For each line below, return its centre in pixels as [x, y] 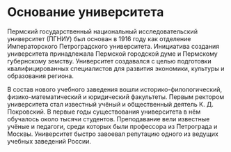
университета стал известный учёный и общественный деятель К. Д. [110, 104]
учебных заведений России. [49, 141]
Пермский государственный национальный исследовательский [103, 31]
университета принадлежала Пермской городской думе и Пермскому [112, 54]
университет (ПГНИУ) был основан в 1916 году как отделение [99, 38]
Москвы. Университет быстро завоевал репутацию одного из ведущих [113, 134]
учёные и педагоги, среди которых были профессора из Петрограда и [112, 126]
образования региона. [41, 76]
